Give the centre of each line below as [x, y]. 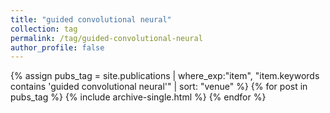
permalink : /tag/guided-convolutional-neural [106, 38]
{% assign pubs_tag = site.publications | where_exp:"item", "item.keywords [165, 76]
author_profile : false [57, 47]
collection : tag [44, 29]
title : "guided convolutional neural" [91, 19]
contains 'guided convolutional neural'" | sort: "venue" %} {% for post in [159, 87]
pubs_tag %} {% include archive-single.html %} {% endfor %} [138, 97]
